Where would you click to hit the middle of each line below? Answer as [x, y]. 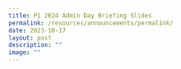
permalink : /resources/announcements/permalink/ [91, 23]
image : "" [25, 52]
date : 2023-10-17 [37, 30]
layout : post [30, 38]
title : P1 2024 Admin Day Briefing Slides [80, 15]
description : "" [35, 45]
